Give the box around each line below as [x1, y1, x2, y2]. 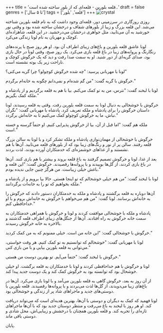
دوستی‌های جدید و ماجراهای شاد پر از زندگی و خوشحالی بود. [5, 288, 115, 294]
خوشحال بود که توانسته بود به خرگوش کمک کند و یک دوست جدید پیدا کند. [5, 268, 138, 274]
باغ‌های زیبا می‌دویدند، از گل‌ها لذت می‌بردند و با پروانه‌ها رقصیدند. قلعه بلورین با [5, 283, 147, 289]
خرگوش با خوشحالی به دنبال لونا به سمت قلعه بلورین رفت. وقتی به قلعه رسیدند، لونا [5, 102, 159, 107]
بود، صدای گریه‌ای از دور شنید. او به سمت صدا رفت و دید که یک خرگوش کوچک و [5, 54, 150, 60]
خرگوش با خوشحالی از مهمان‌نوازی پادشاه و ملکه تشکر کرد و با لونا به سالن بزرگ [5, 136, 153, 142]
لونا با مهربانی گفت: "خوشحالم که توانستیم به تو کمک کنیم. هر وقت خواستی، [5, 239, 144, 245]
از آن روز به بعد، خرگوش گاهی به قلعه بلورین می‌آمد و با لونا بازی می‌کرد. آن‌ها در [5, 278, 151, 283]
